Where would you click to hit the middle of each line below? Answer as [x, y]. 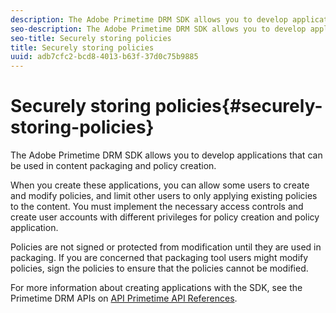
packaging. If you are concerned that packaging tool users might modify [159, 258]
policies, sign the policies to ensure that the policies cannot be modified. [159, 268]
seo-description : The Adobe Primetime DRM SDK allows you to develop [158, 29]
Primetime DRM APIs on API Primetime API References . [124, 298]
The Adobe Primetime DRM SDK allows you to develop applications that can [166, 155]
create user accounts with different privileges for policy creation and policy [165, 217]
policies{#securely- [238, 106]
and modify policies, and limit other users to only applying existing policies [164, 196]
